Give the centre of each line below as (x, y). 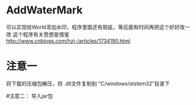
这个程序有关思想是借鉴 (41, 34)
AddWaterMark (45, 10)
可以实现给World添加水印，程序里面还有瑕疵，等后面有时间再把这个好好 (93, 27)
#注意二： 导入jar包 (30, 96)
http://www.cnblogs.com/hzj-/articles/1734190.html (68, 41)
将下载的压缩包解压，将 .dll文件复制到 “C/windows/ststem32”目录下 (88, 83)
